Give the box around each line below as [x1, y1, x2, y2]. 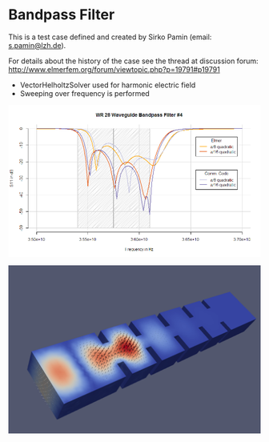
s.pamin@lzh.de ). [8, 40, 66, 50]
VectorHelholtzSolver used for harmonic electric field [19, 80, 196, 90]
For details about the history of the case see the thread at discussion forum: [8, 56, 259, 66]
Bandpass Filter [8, 6, 115, 24]
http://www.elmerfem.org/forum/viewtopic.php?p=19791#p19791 [8, 64, 220, 74]
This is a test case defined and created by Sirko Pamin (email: [8, 32, 212, 42]
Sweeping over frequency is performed [19, 88, 150, 98]
